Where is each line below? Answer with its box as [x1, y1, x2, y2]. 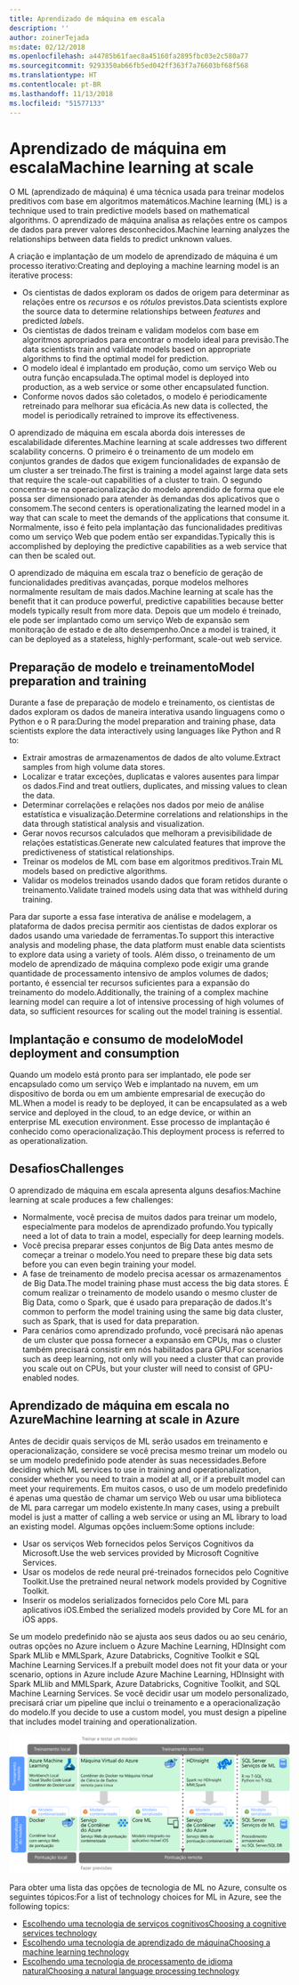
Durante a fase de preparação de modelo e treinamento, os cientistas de [9, 697, 276, 708]
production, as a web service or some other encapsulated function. [21, 382, 270, 393]
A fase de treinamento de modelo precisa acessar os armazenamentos [21, 1268, 282, 1279]
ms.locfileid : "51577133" [9, 99, 105, 108]
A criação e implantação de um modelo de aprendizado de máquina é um [9, 251, 279, 262]
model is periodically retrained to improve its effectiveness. [21, 410, 239, 421]
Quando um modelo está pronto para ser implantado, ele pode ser [9, 1069, 252, 1081]
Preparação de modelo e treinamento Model [9, 660, 255, 675]
